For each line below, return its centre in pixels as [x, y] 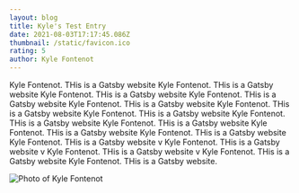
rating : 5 [28, 51]
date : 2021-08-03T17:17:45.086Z [70, 34]
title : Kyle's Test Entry [57, 26]
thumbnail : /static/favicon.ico [70, 43]
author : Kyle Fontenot [52, 59]
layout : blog [34, 18]
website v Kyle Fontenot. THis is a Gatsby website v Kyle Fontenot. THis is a [149, 152]
